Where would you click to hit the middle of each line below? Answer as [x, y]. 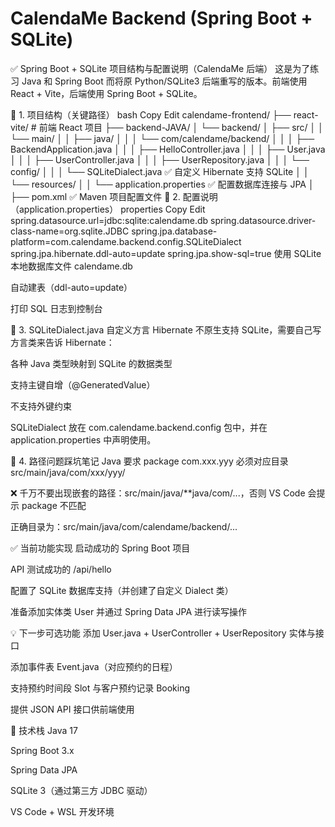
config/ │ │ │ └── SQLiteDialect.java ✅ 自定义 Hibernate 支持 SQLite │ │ [160, 171]
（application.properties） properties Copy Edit [108, 209]
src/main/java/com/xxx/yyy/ [68, 472]
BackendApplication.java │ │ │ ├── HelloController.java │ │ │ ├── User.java [168, 149]
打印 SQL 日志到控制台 [56, 308]
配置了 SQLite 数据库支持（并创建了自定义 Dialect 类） [122, 590]
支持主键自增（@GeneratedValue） [83, 384]
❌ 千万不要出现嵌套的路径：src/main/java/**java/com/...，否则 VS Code [158, 493]
